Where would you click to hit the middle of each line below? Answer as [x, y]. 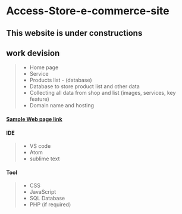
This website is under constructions [74, 33]
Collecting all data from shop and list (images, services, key [103, 93]
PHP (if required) [50, 204]
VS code [40, 146]
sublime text [45, 159]
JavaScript [43, 192]
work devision [33, 53]
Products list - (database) [61, 80]
